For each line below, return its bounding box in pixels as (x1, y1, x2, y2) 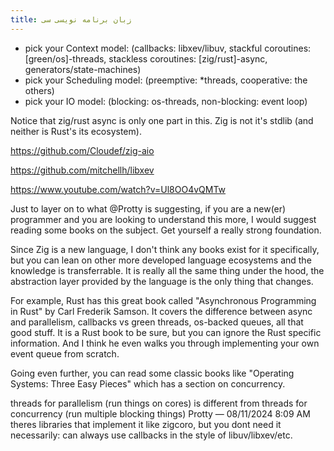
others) (24, 84, 55, 96)
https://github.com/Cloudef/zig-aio (10, 144, 155, 156)
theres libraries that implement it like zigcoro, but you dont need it (10, 418, 282, 430)
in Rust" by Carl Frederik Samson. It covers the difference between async (10, 305, 313, 317)
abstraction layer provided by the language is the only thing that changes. (10, 275, 314, 287)
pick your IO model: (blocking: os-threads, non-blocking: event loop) (24, 95, 308, 107)
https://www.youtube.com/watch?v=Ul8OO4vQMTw (10, 183, 227, 195)
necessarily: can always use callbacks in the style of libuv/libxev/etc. (10, 429, 293, 441)
